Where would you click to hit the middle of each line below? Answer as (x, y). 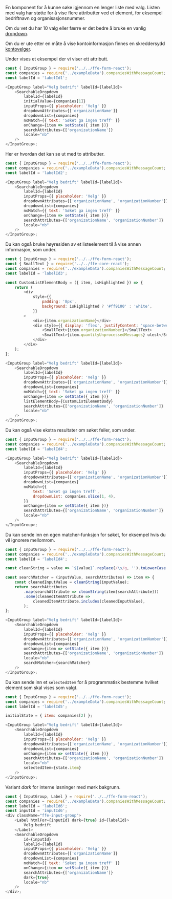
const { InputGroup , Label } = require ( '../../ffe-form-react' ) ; (76, 796)
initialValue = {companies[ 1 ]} (55, 101)
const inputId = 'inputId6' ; (36, 811)
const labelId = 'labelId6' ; (36, 806)
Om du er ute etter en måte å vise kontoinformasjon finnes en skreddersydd (85, 44)
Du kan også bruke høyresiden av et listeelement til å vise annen (73, 244)
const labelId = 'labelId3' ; (36, 273)
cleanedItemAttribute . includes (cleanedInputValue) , (89, 601)
